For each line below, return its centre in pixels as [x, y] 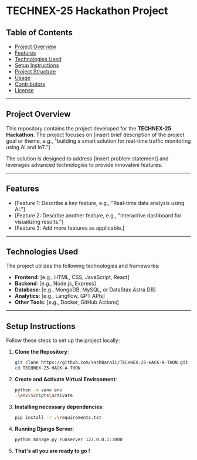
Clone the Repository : [42, 352]
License [24, 90]
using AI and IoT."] [28, 147]
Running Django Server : [44, 429]
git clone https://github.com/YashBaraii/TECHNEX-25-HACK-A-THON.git [101, 362]
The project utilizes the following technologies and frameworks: [83, 266]
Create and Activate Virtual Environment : [66, 379]
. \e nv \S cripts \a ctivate [44, 395]
